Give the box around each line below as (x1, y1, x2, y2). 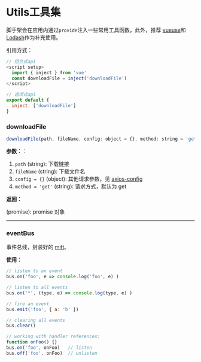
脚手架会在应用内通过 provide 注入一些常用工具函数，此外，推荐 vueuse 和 (6, 26, 187, 34)
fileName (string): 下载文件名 (14, 168, 86, 175)
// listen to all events (6, 285, 68, 291)
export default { (6, 97, 50, 104)
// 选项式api (6, 92, 36, 98)
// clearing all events (6, 317, 66, 323)
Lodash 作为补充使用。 (6, 34, 62, 41)
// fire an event (6, 300, 50, 307)
